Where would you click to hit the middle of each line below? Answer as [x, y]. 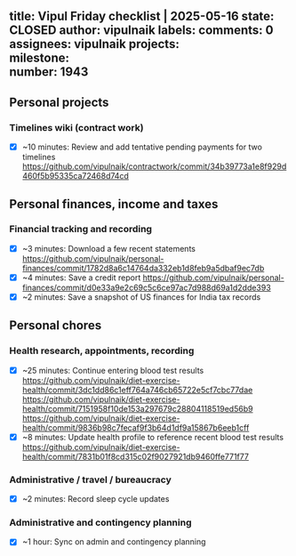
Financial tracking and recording [81, 230]
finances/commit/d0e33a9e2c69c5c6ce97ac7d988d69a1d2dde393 [146, 287]
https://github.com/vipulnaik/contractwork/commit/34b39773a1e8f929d [154, 166]
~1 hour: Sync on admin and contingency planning [114, 542]
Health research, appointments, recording [102, 351]
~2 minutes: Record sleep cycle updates [96, 499]
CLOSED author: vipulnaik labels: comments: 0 [141, 31]
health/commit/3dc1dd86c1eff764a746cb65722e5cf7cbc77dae [137, 390]
